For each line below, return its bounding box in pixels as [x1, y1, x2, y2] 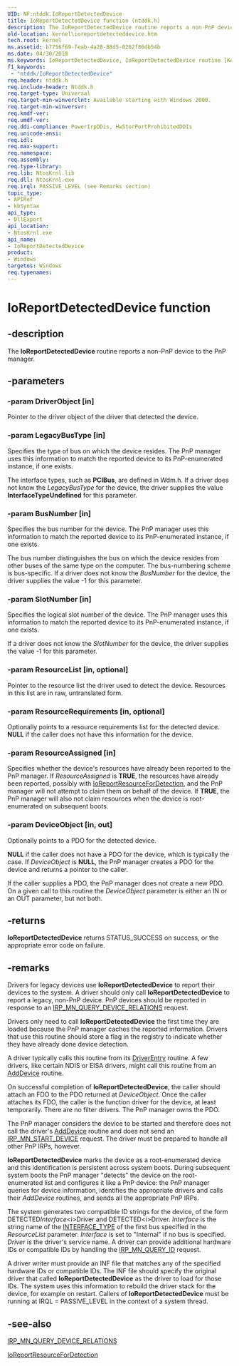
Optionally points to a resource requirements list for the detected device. [7, 722, 221, 731]
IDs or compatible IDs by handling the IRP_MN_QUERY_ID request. [7, 1246, 201, 1254]
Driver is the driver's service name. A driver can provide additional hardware [7, 1238, 231, 1246]
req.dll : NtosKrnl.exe [7, 176, 75, 183]
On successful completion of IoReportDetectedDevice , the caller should [7, 1083, 221, 1092]
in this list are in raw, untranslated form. [7, 689, 123, 697]
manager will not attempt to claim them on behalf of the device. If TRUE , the [7, 787, 230, 796]
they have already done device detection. [7, 1040, 129, 1049]
